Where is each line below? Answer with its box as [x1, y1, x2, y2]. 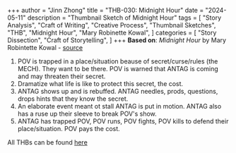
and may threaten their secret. [17, 72, 106, 80]
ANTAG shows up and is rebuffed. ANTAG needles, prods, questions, [17, 87, 218, 95]
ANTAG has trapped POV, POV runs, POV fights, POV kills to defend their [17, 117, 229, 126]
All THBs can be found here [7, 138, 88, 147]
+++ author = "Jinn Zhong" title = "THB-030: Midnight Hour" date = [7, 6, 204, 14]
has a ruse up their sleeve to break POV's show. [17, 109, 157, 118]
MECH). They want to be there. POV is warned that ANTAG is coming [17, 65, 219, 73]
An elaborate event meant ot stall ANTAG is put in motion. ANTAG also [17, 102, 222, 110]
